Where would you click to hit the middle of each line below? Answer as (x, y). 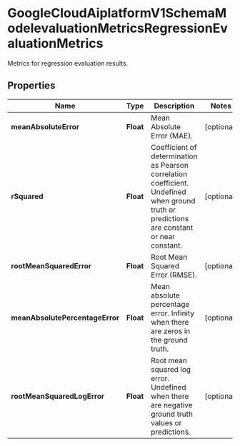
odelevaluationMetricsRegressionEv (118, 28)
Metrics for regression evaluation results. (68, 63)
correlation (169, 174)
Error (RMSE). (174, 275)
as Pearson (170, 165)
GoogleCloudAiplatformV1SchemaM (117, 13)
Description (174, 106)
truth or (164, 210)
